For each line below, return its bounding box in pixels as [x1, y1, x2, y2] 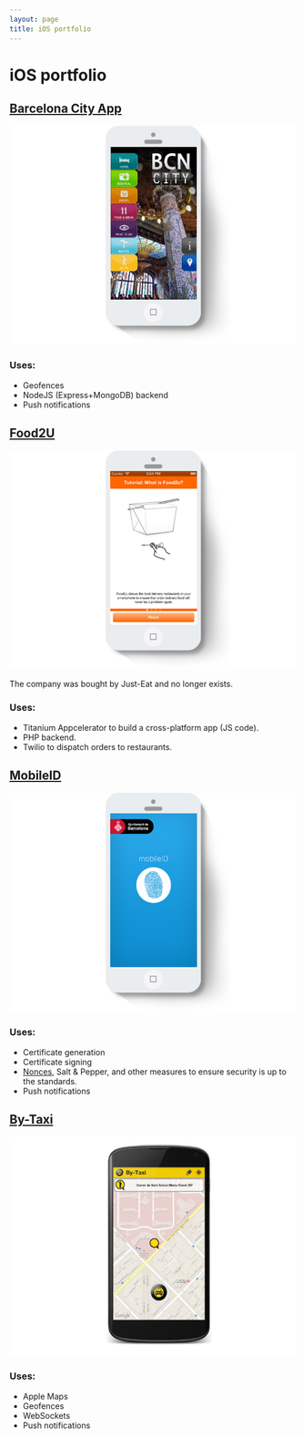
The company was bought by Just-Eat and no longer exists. [9, 679, 234, 690]
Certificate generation [22, 1046, 106, 1057]
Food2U [9, 426, 56, 441]
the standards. [22, 1075, 77, 1086]
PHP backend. [22, 732, 76, 743]
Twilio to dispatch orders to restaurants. [22, 741, 173, 752]
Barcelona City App [9, 101, 122, 117]
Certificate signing [22, 1056, 93, 1067]
